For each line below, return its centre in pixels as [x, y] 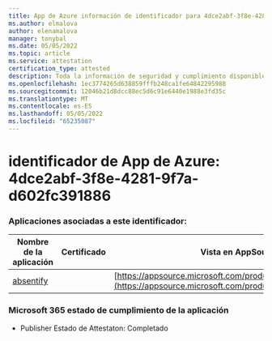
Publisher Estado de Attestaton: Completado [94, 328]
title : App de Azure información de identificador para [104, 16]
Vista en [217, 252]
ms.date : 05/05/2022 [43, 46]
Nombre [33, 242]
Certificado [84, 252]
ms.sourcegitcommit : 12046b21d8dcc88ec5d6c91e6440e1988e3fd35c [117, 91]
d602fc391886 [60, 196]
